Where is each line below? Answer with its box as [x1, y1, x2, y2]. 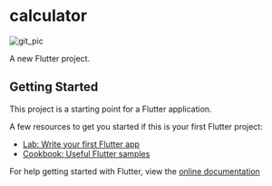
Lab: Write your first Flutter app [22, 138, 141, 150]
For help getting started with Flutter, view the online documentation [9, 165, 260, 177]
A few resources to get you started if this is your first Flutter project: [9, 121, 263, 132]
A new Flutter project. [9, 53, 91, 64]
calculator [9, 5, 88, 26]
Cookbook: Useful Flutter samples [22, 148, 151, 159]
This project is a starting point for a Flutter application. [9, 103, 212, 114]
